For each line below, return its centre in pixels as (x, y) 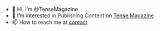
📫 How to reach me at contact (50, 22)
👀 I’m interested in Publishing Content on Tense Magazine (83, 15)
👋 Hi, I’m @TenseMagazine (45, 9)
